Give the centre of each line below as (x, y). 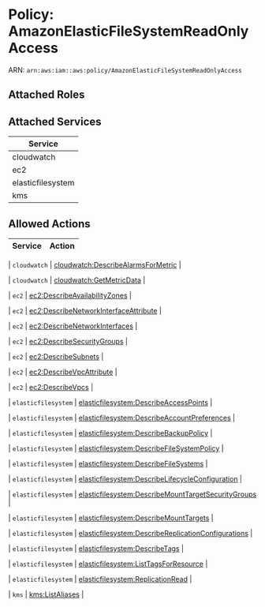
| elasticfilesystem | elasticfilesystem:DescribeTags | (96, 548)
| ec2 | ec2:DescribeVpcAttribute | (63, 372)
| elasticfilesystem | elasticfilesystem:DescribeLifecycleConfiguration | (125, 478)
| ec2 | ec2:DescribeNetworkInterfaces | (73, 326)
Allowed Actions (49, 224)
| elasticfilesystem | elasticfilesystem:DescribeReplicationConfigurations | (131, 533)
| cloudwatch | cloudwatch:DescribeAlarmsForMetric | (95, 264)
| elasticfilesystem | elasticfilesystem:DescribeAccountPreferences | (121, 418)
